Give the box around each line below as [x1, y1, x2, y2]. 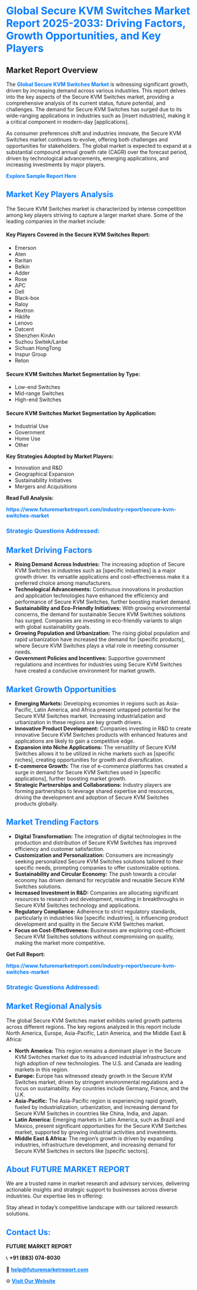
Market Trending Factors [6, 817, 99, 827]
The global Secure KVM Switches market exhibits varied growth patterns [6, 1017, 182, 1024]
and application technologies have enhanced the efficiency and [14, 592, 169, 599]
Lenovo [14, 319, 34, 326]
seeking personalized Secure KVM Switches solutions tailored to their [14, 857, 183, 865]
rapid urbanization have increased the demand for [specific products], [14, 636, 185, 643]
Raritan [14, 257, 32, 264]
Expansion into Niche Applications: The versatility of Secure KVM [14, 744, 176, 751]
